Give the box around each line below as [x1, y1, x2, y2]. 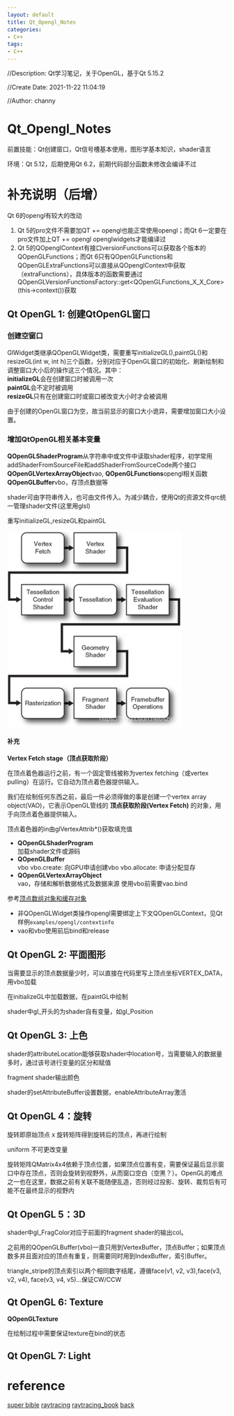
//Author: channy [7, 96, 56, 105]
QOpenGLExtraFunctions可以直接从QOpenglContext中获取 [17, 261, 186, 269]
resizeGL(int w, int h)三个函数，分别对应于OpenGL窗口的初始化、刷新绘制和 [7, 357, 224, 365]
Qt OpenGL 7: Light [7, 1350, 91, 1362]
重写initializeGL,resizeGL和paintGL [7, 516, 107, 525]
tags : [7, 41, 23, 48]
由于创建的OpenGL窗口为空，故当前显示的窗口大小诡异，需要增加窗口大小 [7, 407, 221, 415]
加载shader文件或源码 [17, 847, 81, 856]
